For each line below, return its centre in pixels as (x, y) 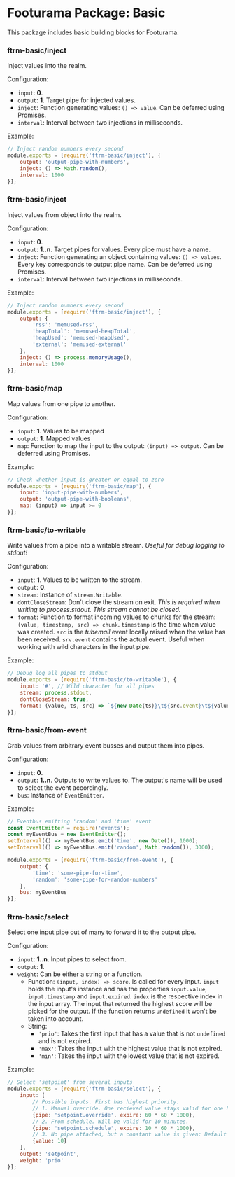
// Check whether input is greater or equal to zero (86, 480)
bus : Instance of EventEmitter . (61, 795)
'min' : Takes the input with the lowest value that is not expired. (129, 1056)
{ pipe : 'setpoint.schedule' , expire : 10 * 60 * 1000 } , (114, 1128)
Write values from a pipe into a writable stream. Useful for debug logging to (116, 545)
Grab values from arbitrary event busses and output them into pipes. (106, 745)
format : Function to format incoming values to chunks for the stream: (116, 617)
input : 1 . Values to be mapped (61, 431)
